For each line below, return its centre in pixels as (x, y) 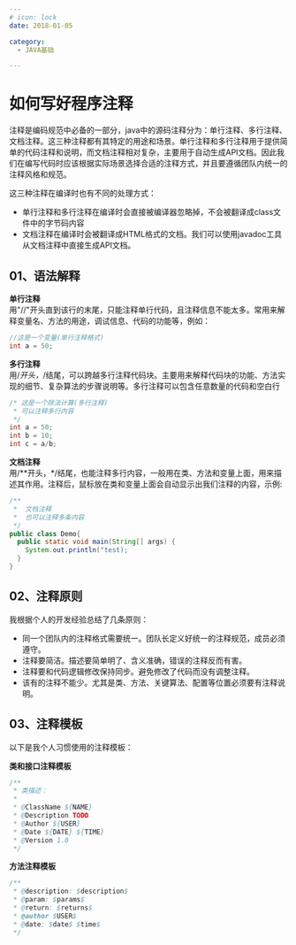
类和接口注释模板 (40, 765)
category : (27, 42)
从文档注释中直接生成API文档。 (79, 245)
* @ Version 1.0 (41, 840)
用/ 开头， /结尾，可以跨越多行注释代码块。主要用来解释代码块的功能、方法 (144, 375)
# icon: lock (33, 17)
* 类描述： (30, 791)
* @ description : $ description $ (70, 891)
